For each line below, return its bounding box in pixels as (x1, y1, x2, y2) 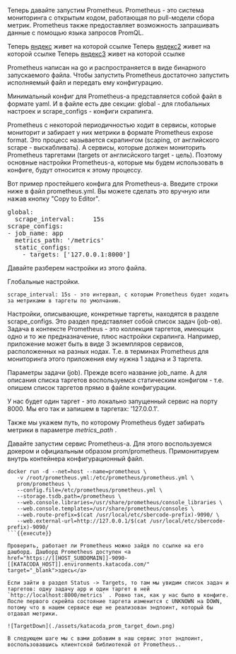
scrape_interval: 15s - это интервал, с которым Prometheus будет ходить (7, 291, 230, 298)
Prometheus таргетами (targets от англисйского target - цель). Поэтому (7, 151, 223, 159)
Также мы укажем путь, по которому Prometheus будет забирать (7, 418, 205, 427)
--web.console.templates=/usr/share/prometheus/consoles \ (16, 505, 194, 512)
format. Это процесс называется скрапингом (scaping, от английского (7, 136, 220, 144)
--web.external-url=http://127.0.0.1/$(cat (16, 518, 147, 525)
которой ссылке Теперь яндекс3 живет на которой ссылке (7, 49, 186, 58)
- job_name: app (7, 230, 64, 237)
